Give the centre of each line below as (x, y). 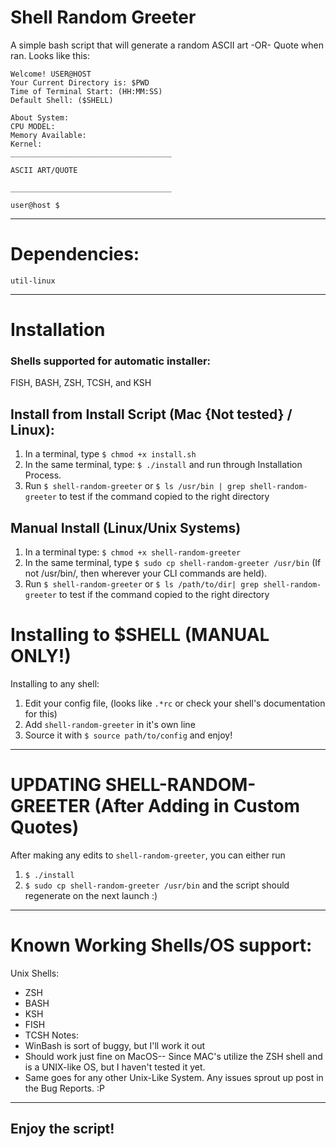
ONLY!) (41, 656)
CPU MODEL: (33, 126)
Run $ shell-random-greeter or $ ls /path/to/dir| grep (141, 583)
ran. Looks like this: (50, 55)
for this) (41, 713)
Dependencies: (75, 254)
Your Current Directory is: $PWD (80, 82)
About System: (40, 117)
